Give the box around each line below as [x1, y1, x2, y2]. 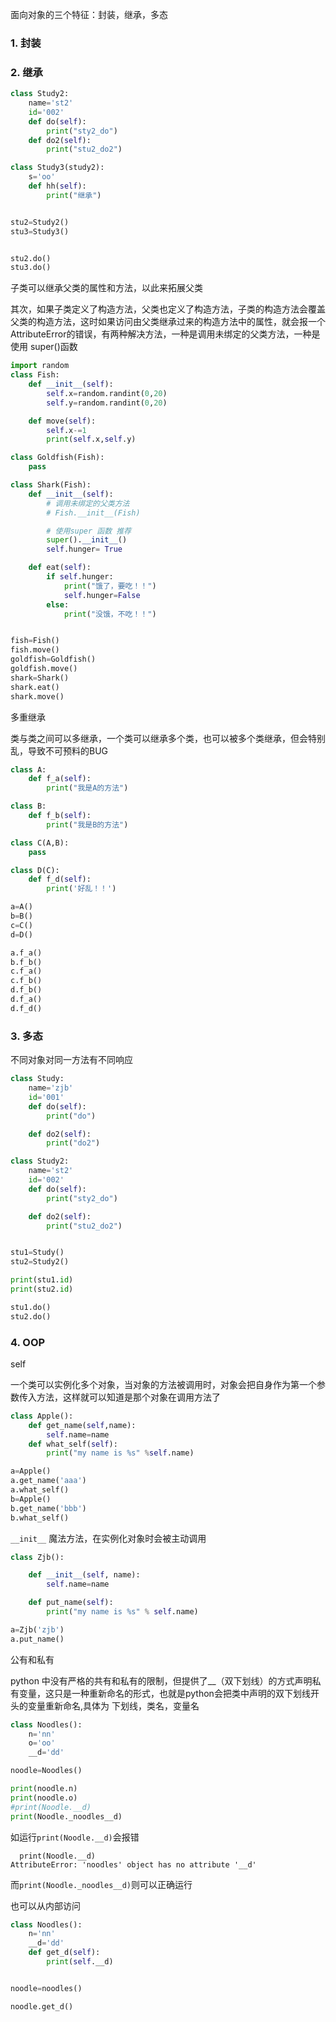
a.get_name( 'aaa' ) [10, 1476, 87, 1486]
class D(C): [10, 865, 60, 875]
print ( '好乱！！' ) [46, 884, 117, 894]
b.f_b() [10, 957, 43, 967]
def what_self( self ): [28, 1439, 118, 1449]
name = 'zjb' [28, 1083, 74, 1093]
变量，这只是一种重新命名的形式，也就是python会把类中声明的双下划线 [18, 1687, 311, 1699]
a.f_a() [10, 948, 43, 958]
